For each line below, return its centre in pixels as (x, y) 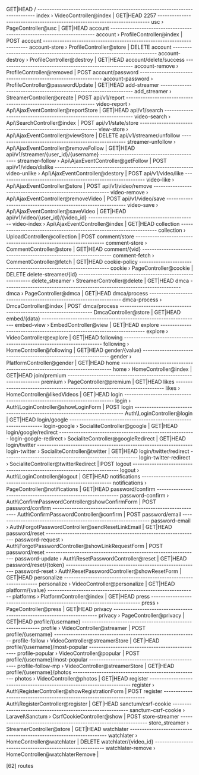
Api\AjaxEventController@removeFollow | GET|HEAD (71, 148)
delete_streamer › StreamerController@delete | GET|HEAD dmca (110, 281)
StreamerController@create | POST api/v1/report (65, 97)
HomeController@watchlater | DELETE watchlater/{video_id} (80, 742)
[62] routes (20, 766)
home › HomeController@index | (152, 369)
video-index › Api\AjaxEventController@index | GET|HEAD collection (96, 224)
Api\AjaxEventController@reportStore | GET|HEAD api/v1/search (85, 110)
